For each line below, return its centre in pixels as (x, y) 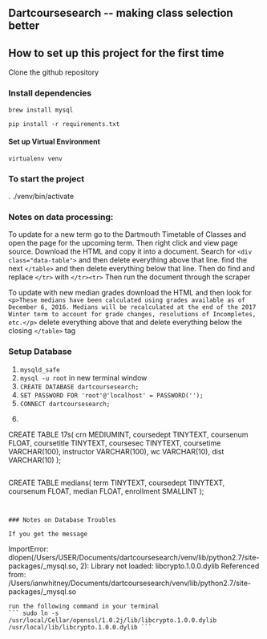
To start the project (47, 178)
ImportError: (28, 548)
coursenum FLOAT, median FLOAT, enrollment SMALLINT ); (106, 491)
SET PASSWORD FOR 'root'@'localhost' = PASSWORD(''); (111, 395)
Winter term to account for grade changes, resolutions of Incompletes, (132, 315)
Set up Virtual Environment (54, 142)
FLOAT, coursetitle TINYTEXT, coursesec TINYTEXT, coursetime (115, 443)
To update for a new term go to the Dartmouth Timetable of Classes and (127, 234)
